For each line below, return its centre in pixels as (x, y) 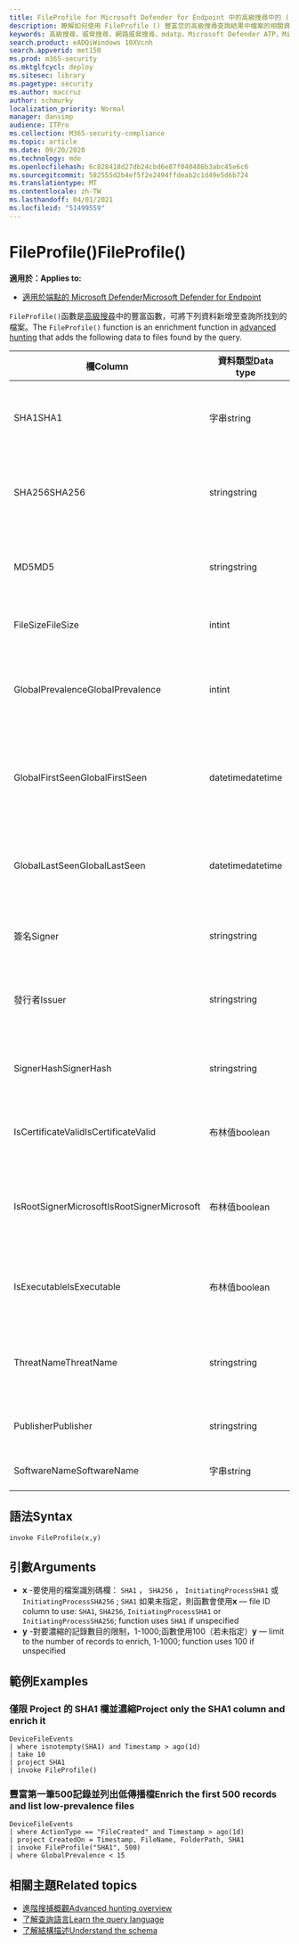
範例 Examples (49, 1681)
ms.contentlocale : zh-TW (55, 192)
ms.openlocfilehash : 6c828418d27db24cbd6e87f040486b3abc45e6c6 (129, 167)
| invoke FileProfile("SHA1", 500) (75, 1848)
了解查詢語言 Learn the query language (93, 1919)
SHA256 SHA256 (50, 492)
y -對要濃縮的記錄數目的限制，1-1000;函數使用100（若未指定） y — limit (153, 1631)
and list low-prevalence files (72, 1806)
